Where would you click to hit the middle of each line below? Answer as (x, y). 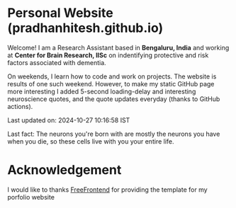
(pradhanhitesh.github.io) (85, 28)
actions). (20, 106)
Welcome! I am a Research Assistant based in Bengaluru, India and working (118, 47)
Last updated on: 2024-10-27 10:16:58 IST (69, 120)
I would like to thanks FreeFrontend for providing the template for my (107, 190)
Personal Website (60, 13)
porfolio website (31, 197)
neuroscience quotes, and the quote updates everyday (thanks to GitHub (114, 99)
